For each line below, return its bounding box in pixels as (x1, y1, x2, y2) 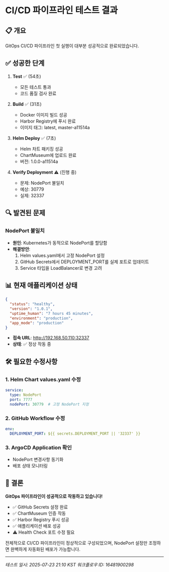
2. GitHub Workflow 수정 (5, 415, 65, 422)
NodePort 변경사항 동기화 (12, 456, 64, 462)
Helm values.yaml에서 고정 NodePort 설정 (20, 252, 105, 258)
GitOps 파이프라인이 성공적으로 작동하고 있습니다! (5, 493, 103, 499)
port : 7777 (10, 397, 33, 402)
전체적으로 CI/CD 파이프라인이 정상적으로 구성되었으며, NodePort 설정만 (5, 540, 148, 546)
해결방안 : (12, 246, 31, 252)
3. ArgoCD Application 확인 (5, 444, 72, 451)
